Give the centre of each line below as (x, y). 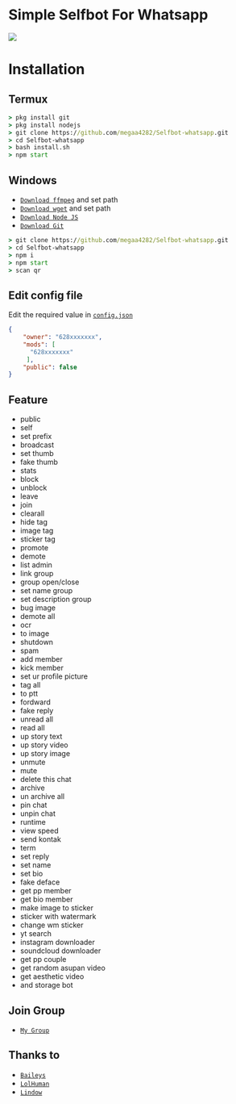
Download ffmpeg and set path (69, 200)
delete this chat (46, 780)
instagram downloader (57, 943)
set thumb (37, 454)
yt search (36, 934)
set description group (56, 600)
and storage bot (47, 985)
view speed (39, 831)
